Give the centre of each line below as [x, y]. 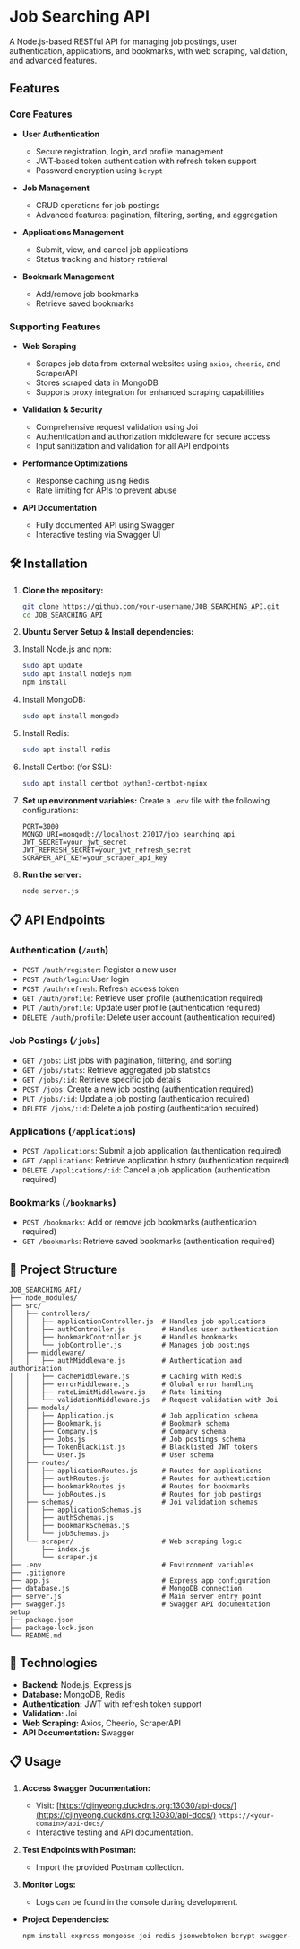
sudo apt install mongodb [70, 716]
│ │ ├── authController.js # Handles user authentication [144, 1330]
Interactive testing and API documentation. [114, 1832]
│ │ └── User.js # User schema [112, 1455]
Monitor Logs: [49, 1884]
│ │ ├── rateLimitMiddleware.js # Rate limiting [116, 1392]
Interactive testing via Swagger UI [98, 534]
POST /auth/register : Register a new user [99, 970]
